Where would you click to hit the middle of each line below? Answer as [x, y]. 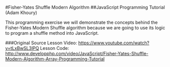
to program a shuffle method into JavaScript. [52, 33]
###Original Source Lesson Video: [41, 43]
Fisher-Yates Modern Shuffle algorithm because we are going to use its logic [85, 28]
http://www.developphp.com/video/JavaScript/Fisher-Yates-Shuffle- [77, 53]
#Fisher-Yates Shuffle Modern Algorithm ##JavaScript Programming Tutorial [85, 7]
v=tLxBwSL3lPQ [22, 48]
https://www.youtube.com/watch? [114, 43]
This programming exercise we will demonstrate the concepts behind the [82, 22]
